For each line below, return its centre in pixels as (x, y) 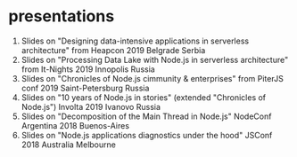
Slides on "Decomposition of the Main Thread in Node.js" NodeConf (146, 116)
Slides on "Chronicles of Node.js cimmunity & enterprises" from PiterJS (153, 78)
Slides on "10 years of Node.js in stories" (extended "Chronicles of (144, 97)
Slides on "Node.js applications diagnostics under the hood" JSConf (147, 135)
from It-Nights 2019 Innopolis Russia (88, 69)
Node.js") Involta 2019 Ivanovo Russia (91, 106)
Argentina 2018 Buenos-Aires (75, 125)
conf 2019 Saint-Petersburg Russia (85, 88)
